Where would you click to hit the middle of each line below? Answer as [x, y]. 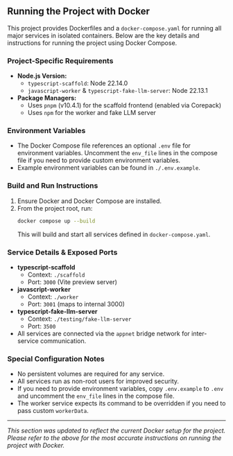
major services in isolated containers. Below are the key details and [103, 35]
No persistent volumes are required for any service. [91, 374]
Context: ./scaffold [56, 274]
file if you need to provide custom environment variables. [99, 160]
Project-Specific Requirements [60, 60]
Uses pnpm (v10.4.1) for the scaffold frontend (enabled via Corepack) [124, 105]
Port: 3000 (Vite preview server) [72, 282]
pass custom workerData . [53, 411]
